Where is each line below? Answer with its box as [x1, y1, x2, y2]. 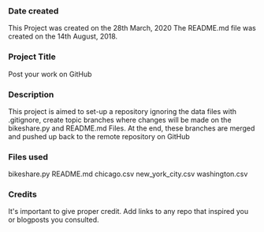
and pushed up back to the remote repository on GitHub [8, 131, 191, 141]
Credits [8, 189, 37, 200]
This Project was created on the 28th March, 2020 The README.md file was [8, 24, 256, 33]
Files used [8, 151, 49, 162]
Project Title [8, 51, 57, 62]
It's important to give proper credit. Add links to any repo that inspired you [8, 207, 249, 216]
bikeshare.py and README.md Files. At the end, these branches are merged [8, 123, 255, 133]
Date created [8, 6, 59, 17]
